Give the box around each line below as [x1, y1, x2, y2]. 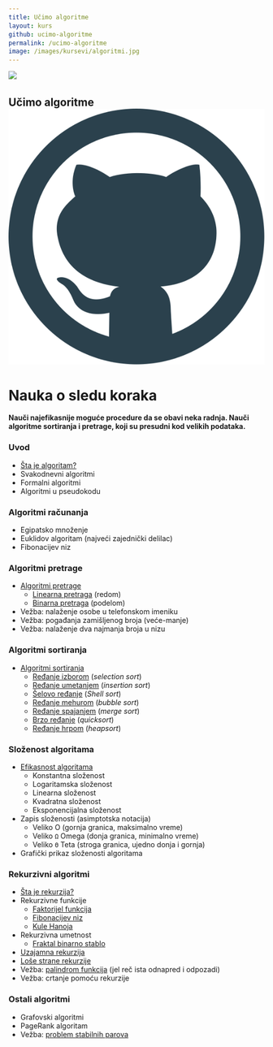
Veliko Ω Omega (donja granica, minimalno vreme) [32, 831, 199, 841]
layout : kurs [8, 21, 53, 30]
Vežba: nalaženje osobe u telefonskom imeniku [19, 607, 179, 617]
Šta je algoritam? [19, 460, 77, 470]
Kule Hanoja [32, 922, 73, 932]
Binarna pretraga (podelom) [32, 598, 126, 608]
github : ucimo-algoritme [8, 30, 93, 38]
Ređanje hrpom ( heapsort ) [32, 723, 122, 733]
